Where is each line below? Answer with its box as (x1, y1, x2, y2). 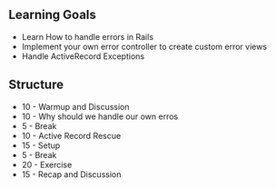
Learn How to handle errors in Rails (21, 31, 154, 42)
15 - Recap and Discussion (21, 168, 122, 180)
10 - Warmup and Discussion (21, 101, 130, 112)
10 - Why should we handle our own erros (21, 111, 179, 122)
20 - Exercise (21, 159, 73, 170)
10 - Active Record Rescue (21, 130, 122, 141)
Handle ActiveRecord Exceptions (21, 50, 145, 62)
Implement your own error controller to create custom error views (21, 41, 268, 52)
